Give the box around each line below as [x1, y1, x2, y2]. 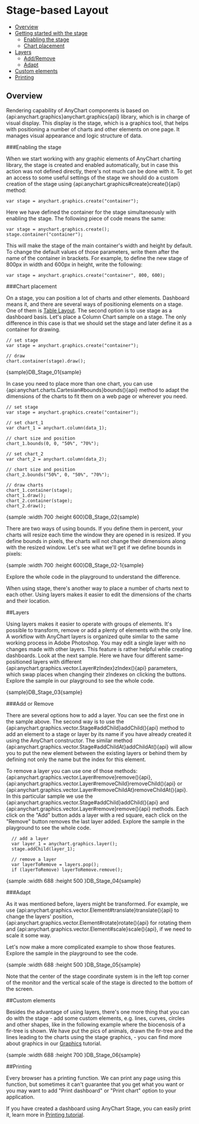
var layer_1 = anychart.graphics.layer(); [11, 841, 118, 847]
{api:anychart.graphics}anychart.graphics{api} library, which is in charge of [6, 113, 191, 120]
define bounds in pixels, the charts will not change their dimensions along [6, 537, 186, 544]
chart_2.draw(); [6, 503, 46, 509]
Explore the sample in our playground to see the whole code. [6, 677, 155, 684]
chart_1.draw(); [6, 492, 46, 498]
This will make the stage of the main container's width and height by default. [6, 242, 193, 249]
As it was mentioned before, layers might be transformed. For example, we [6, 900, 188, 907]
